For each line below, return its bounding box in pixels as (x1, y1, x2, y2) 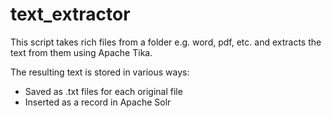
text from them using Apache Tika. (10, 46, 153, 58)
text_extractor (10, 3, 131, 26)
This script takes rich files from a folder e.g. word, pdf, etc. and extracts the (10, 36, 322, 48)
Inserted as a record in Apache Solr (24, 96, 172, 108)
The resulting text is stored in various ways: (10, 66, 190, 78)
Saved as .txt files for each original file (24, 85, 183, 97)
